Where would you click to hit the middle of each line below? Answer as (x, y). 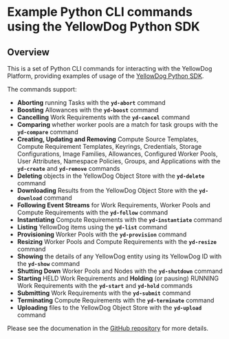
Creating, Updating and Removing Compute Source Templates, (108, 139)
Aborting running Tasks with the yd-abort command (91, 103)
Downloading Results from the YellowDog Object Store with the (107, 191)
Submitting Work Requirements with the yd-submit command (104, 293)
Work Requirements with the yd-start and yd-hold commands (105, 286)
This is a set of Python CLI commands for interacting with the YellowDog (110, 69)
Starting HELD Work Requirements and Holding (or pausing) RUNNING (118, 278)
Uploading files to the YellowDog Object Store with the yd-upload (109, 308)
